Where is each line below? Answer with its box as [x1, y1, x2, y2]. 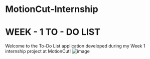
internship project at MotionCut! [5, 48, 71, 54]
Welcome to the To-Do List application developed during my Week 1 [5, 43, 145, 49]
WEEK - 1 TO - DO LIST [5, 26, 100, 38]
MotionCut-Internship [5, 3, 99, 15]
